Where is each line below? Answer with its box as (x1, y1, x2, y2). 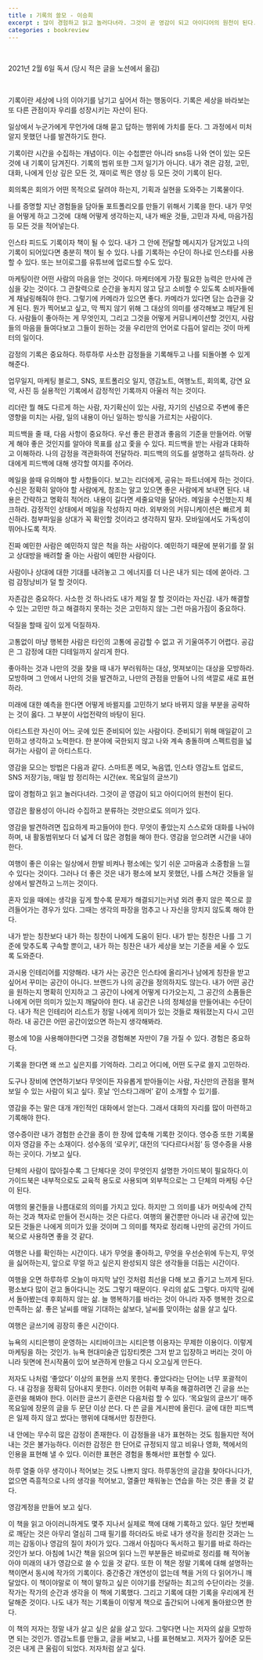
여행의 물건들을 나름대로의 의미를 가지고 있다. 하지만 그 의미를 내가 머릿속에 (8, 1202, 238, 1212)
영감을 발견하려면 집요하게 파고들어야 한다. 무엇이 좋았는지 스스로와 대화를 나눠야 (8, 823, 255, 832)
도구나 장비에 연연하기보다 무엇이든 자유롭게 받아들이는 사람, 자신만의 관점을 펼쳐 (8, 1077, 255, 1086)
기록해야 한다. (8, 1113, 51, 1122)
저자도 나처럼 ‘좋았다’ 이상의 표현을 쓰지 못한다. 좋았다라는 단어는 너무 (8, 1374, 221, 1384)
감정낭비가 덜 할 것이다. (16, 578, 88, 587)
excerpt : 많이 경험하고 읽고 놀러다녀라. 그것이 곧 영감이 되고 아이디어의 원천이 (8, 19, 240, 27)
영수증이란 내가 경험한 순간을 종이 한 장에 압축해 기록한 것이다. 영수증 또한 (8, 1129, 233, 1139)
